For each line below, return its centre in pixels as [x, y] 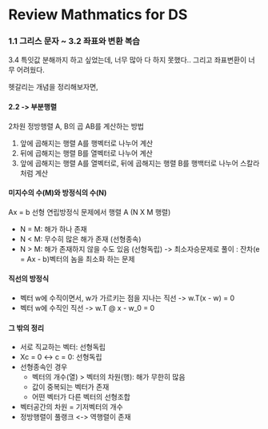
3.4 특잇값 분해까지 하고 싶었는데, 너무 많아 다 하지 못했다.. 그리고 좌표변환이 [128, 60]
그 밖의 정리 [26, 328]
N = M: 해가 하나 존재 [54, 228]
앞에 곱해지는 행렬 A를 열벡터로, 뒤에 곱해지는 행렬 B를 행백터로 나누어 [129, 163]
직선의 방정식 [29, 279]
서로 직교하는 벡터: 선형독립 [63, 347]
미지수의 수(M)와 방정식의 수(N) [58, 193]
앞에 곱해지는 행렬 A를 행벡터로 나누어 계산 [86, 143]
